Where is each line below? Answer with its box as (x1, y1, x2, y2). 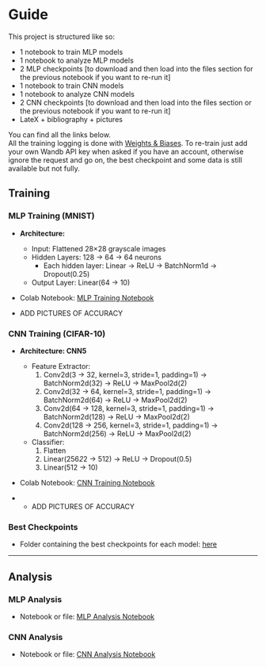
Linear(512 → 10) (43, 462, 98, 472)
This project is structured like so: (8, 32, 115, 41)
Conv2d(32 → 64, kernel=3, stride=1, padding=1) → (43, 386, 211, 396)
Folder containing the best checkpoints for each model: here (19, 539, 218, 549)
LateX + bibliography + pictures (19, 114, 123, 124)
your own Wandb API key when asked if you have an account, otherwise (8, 147, 244, 156)
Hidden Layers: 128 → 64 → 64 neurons (31, 252, 162, 262)
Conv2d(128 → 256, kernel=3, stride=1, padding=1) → (43, 420, 218, 430)
